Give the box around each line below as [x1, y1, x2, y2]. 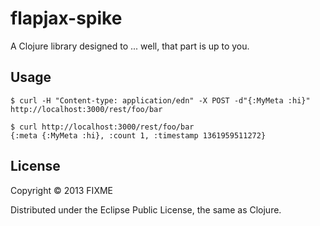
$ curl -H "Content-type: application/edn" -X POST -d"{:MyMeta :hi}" [10, 95, 311, 106]
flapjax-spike [10, 7, 123, 30]
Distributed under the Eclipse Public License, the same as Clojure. [10, 203, 282, 216]
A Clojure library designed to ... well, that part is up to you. [10, 40, 250, 52]
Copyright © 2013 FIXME [10, 184, 113, 196]
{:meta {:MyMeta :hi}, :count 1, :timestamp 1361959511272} [10, 130, 267, 141]
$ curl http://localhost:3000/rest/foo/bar [10, 122, 195, 132]
